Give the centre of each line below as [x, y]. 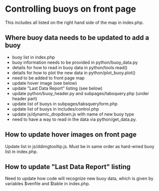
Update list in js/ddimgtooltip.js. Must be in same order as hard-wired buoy [80, 146]
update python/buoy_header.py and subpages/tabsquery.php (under [80, 93]
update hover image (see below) [44, 83]
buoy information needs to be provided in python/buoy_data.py [75, 62]
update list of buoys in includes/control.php [56, 109]
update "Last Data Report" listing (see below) [57, 88]
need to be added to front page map [48, 78]
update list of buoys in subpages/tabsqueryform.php [65, 104]
